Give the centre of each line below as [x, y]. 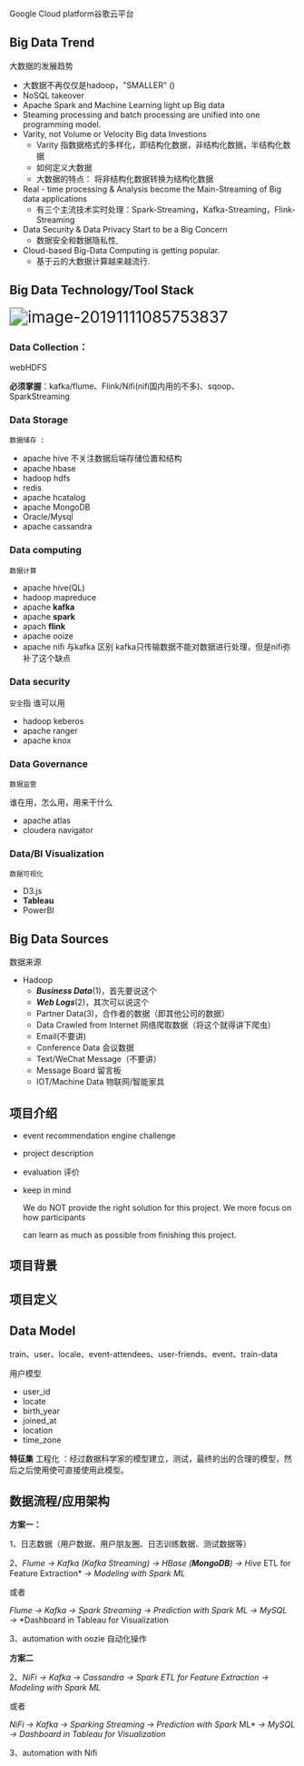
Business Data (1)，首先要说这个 [96, 991]
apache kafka [49, 607]
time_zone [42, 1440]
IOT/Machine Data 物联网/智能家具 [100, 1082]
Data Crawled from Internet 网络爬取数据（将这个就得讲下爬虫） [156, 1025]
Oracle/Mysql [48, 517]
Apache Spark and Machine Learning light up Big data [123, 104]
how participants [54, 1217]
